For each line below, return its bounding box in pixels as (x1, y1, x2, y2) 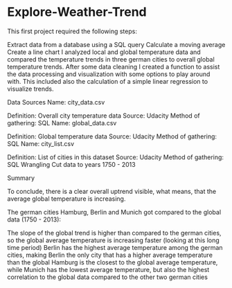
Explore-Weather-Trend (7, 4, 147, 20)
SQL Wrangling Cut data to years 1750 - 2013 (7, 160, 136, 168)
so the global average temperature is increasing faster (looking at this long (7, 236, 220, 244)
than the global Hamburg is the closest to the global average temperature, (7, 258, 218, 267)
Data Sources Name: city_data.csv (7, 98, 105, 106)
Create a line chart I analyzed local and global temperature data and (7, 48, 201, 56)
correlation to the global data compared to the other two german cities (7, 273, 208, 281)
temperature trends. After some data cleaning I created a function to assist (7, 62, 220, 71)
